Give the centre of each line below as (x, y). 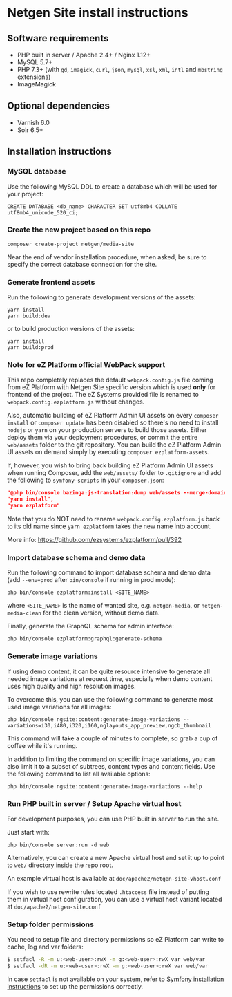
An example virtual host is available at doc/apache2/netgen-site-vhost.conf (114, 878)
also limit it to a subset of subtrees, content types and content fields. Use (111, 766)
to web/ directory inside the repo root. (60, 865)
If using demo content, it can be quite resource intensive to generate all (109, 671)
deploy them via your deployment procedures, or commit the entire (103, 438)
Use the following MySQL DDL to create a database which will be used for (112, 186)
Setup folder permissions (51, 924)
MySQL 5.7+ (35, 62)
